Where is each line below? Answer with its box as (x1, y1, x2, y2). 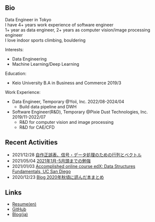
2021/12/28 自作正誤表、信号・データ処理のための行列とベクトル (12, 152, 142, 158)
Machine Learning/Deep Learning (12, 61, 79, 67)
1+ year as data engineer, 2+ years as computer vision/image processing (5, 27, 151, 33)
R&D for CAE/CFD (19, 124, 55, 130)
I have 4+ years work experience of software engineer (5, 22, 114, 28)
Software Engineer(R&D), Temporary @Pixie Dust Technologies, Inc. (12, 109, 148, 115)
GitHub (12, 207, 27, 212)
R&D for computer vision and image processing (19, 119, 114, 125)
